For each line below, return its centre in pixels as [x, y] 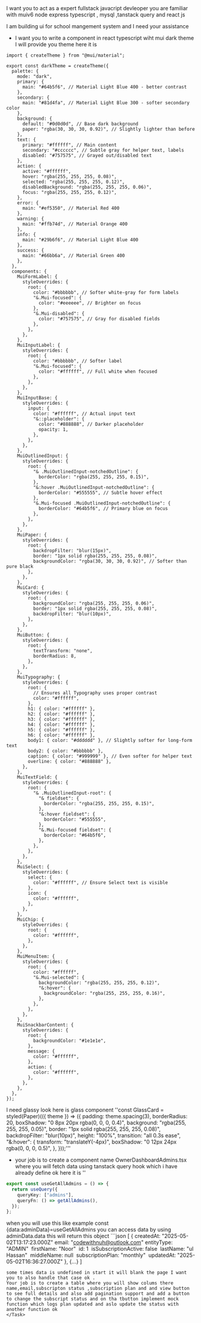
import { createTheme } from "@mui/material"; [66, 55]
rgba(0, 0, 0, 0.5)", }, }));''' [39, 1148]
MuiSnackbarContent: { [45, 1025]
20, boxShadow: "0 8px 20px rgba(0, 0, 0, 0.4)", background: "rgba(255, [96, 1122]
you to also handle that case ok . [51, 1278]
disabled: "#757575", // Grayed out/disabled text [87, 155]
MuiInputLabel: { [39, 345]
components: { [29, 272]
